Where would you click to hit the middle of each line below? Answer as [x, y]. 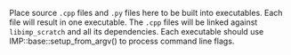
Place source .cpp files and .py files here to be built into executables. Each [146, 13]
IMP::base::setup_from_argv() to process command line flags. [122, 41]
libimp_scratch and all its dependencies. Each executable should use [137, 31]
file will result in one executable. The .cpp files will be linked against [133, 22]
